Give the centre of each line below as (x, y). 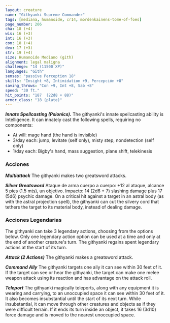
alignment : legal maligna (32, 62)
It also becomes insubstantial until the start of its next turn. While (73, 299)
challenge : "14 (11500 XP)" (35, 67)
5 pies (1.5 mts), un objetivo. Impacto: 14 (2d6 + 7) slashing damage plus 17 (84, 191)
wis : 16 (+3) (19, 34)
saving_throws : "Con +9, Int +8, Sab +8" (50, 85)
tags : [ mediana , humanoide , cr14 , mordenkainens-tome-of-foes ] (74, 19)
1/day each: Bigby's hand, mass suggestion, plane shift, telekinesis (82, 151)
